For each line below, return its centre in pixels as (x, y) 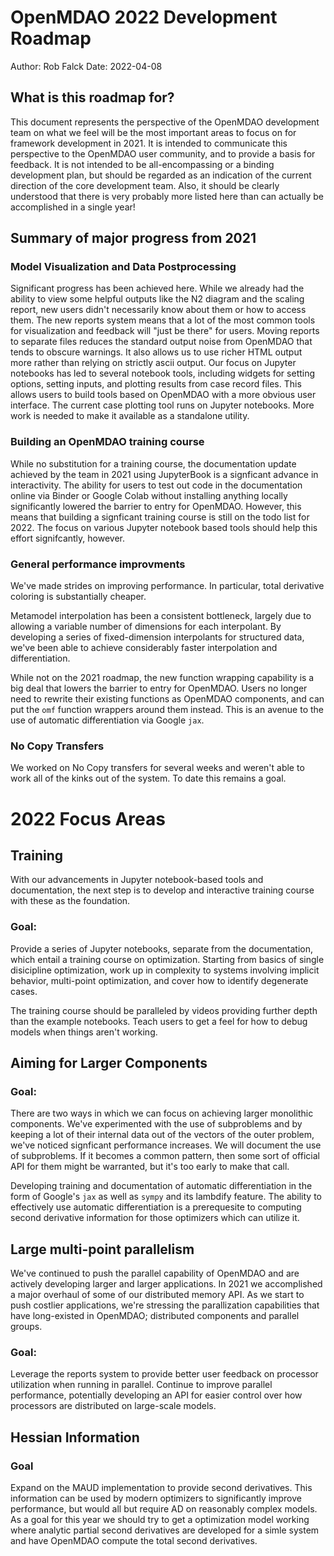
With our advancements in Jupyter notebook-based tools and (137, 880)
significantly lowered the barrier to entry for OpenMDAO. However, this (156, 506)
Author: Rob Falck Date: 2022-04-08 (86, 66)
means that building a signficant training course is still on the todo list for (160, 517)
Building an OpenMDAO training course (107, 442)
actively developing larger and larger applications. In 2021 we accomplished (166, 1284)
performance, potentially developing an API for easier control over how (156, 1395)
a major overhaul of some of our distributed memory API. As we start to (157, 1295)
